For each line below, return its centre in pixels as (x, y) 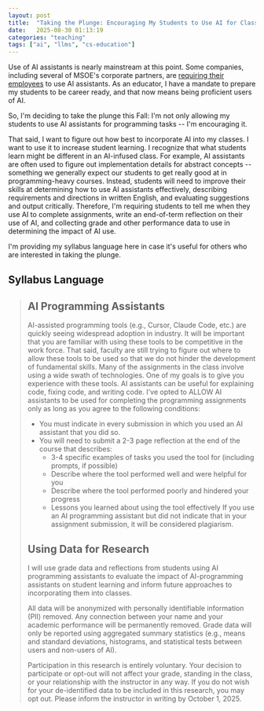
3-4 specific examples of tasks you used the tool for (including (152, 458)
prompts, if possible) (84, 466)
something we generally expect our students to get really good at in (117, 173)
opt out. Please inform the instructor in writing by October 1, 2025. (134, 699)
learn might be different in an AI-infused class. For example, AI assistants (126, 156)
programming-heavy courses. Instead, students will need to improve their (127, 181)
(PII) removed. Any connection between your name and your (125, 617)
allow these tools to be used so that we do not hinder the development (141, 359)
